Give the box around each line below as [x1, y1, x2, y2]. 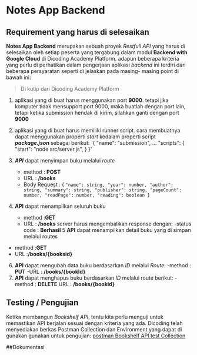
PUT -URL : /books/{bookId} [14, 268, 86, 275]
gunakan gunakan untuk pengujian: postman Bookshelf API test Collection [6, 332, 186, 339]
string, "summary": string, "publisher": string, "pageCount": [23, 187, 182, 193]
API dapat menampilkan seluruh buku [14, 203, 106, 210]
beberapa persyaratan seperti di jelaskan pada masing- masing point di [6, 68, 179, 74]
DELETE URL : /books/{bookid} [37, 281, 115, 287]
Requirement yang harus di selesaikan [6, 27, 150, 37]
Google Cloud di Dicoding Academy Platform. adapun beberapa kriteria [6, 55, 179, 62]
